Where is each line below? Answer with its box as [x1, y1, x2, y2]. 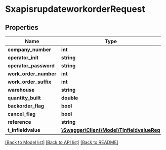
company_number [7, 46, 51, 53]
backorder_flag [7, 102, 44, 109]
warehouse [7, 87, 35, 93]
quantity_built [7, 95, 41, 101]
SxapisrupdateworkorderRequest [5, 3, 145, 15]
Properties [5, 23, 39, 32]
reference [7, 119, 31, 125]
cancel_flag [7, 110, 36, 117]
